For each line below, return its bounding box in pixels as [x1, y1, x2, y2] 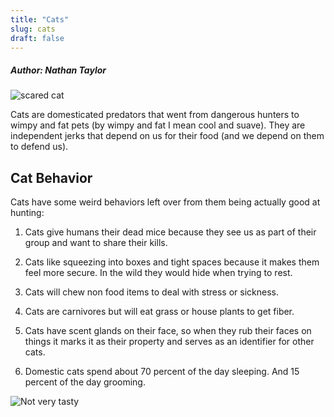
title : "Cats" [10, 14, 70, 25]
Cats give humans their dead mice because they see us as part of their [24, 226, 317, 238]
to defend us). [10, 141, 69, 153]
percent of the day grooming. [24, 376, 146, 388]
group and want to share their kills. [24, 237, 168, 249]
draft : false [10, 33, 65, 43]
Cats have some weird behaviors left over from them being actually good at [10, 196, 321, 208]
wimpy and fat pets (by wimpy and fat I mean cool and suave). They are [10, 119, 306, 131]
